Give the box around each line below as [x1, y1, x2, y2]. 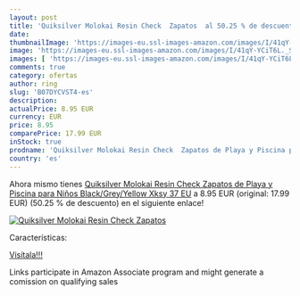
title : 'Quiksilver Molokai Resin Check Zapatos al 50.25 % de [9, 21, 257, 30]
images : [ [9, 54, 46, 63]
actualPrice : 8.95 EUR [9, 104, 94, 113]
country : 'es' [9, 153, 62, 163]
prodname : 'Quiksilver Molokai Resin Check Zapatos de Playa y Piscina [9, 145, 286, 154]
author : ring [9, 79, 58, 88]
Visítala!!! [9, 249, 43, 259]
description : [9, 95, 58, 105]
